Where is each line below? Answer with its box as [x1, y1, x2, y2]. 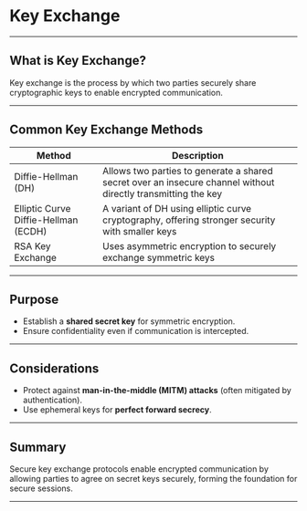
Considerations [9, 360, 100, 376]
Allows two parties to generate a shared [101, 164, 273, 177]
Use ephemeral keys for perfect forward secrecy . [22, 404, 212, 415]
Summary [9, 439, 67, 454]
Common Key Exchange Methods [9, 122, 204, 138]
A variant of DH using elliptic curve [101, 202, 252, 214]
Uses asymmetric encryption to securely [101, 239, 277, 252]
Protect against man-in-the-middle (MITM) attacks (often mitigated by [22, 385, 292, 396]
